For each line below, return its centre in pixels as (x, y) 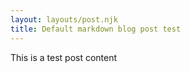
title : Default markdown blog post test (96, 29)
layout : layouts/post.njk (64, 19)
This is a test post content (64, 57)
